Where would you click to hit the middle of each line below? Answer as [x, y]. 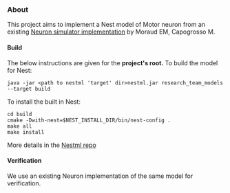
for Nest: [20, 70]
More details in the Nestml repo [52, 145]
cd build [20, 114]
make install [26, 132]
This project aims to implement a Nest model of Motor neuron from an [106, 25]
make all [20, 126]
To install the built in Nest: [44, 102]
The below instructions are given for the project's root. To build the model [113, 63]
